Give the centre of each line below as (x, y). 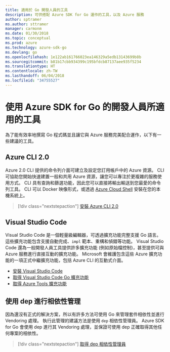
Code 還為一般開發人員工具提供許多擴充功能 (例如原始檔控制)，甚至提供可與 (85, 248)
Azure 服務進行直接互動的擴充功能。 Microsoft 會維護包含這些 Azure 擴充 (81, 254)
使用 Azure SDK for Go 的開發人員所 (80, 107)
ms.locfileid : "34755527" (32, 80)
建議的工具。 (23, 141)
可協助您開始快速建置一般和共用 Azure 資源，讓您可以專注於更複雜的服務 (81, 176)
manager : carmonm (24, 29)
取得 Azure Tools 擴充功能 (39, 284)
